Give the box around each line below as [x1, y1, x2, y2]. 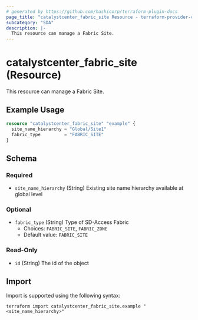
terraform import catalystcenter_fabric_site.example [6, 303, 141, 309]
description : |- [6, 25, 46, 31]
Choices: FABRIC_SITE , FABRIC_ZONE [23, 225, 108, 232]
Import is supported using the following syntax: [6, 292, 121, 299]
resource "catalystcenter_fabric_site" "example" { [6, 120, 136, 127]
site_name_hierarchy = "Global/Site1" [11, 126, 107, 132]
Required [6, 171, 33, 179]
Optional [6, 205, 31, 213]
